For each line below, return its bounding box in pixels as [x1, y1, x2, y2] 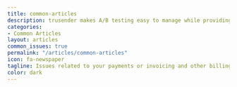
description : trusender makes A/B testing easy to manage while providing [7, 17, 232, 24]
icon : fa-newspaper [7, 56, 65, 63]
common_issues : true [7, 43, 68, 50]
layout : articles [7, 36, 59, 43]
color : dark [7, 69, 42, 76]
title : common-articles [7, 10, 78, 18]
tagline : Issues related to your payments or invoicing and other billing [7, 62, 232, 69]
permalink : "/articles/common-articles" [7, 50, 128, 57]
